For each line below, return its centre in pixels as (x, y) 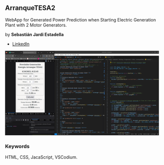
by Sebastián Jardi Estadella (34, 34)
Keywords (17, 146)
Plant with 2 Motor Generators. (36, 25)
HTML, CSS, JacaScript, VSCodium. (41, 157)
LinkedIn (21, 44)
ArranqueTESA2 (30, 8)
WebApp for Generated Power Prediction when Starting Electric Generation (81, 20)
